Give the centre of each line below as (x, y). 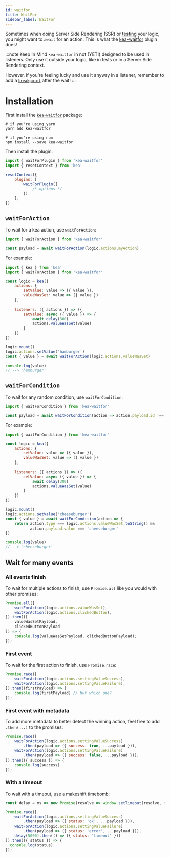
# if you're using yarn (30, 124)
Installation (29, 101)
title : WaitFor (21, 15)
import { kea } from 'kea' (34, 267)
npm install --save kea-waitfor (39, 142)
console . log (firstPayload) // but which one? (63, 693)
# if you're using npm (29, 138)
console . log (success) (37, 765)
